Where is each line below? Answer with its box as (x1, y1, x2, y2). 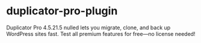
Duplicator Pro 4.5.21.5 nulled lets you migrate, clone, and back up (6, 24, 171, 31)
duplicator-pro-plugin (6, 4, 118, 18)
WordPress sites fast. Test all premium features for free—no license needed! (6, 30, 196, 37)
